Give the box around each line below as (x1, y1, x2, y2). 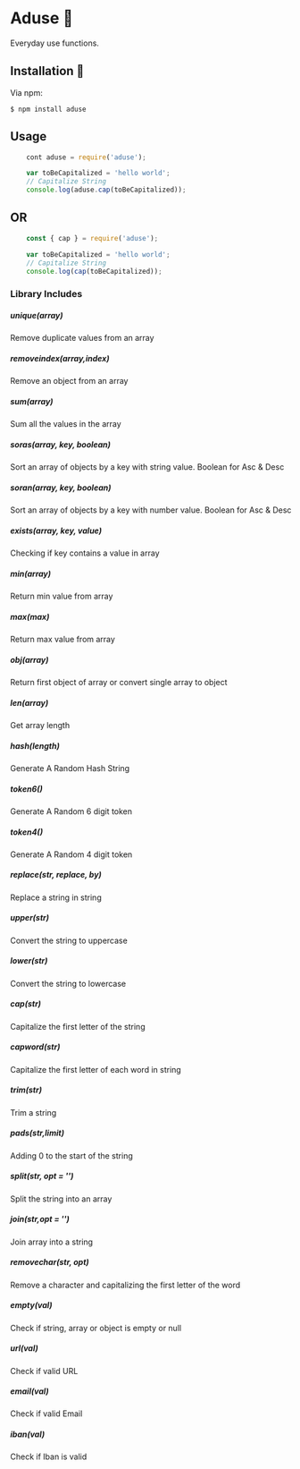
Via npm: (10, 87, 43, 98)
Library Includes (10, 288, 83, 301)
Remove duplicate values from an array (10, 333, 154, 344)
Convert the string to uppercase (10, 935, 128, 946)
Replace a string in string (10, 892, 102, 903)
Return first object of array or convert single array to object (10, 677, 228, 688)
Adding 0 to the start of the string (10, 1150, 133, 1161)
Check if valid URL (10, 1365, 79, 1376)
